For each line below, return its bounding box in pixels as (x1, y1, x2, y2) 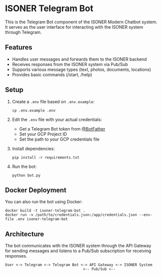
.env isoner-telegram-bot (15, 217, 68, 222)
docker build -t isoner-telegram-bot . (5, 208, 86, 213)
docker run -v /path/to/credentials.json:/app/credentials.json (5, 212, 137, 217)
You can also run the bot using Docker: (5, 199, 83, 205)
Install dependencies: (12, 146, 55, 151)
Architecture (5, 230, 44, 238)
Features (5, 43, 32, 51)
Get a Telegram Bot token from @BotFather (19, 126, 105, 131)
